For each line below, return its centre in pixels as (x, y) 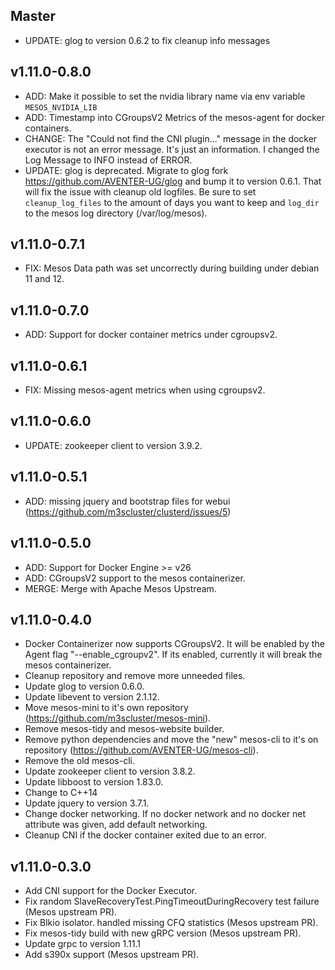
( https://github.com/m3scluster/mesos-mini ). (118, 718)
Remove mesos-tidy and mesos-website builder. (124, 729)
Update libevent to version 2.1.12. (92, 697)
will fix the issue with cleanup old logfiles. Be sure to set (140, 191)
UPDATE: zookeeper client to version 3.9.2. (113, 445)
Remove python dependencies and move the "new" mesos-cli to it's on (171, 740)
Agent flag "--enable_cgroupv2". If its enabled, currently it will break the (173, 655)
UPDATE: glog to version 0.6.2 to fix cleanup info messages (147, 40)
